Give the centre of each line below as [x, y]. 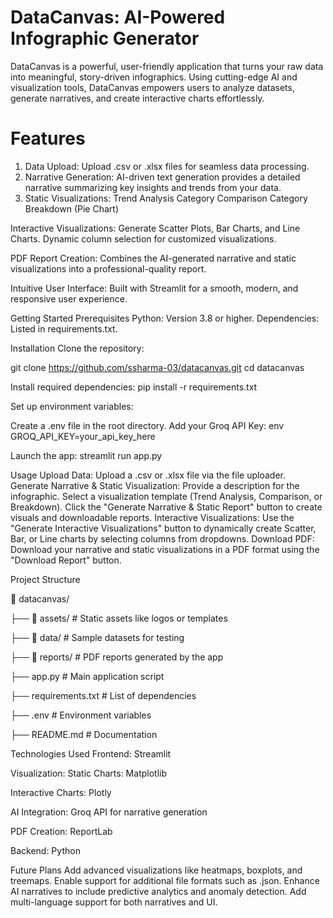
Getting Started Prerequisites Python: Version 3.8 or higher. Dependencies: [165, 318]
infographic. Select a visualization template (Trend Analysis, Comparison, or [166, 496]
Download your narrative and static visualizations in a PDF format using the [165, 549]
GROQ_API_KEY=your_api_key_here [83, 436]
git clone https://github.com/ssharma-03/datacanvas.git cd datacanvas [157, 367]
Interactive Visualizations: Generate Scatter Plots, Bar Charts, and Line [155, 228]
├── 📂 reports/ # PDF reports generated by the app [117, 657]
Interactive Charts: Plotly [61, 792]
